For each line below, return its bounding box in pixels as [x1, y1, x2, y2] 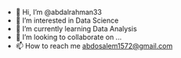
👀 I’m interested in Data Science [15, 16, 119, 25]
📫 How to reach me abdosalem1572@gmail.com [15, 42, 173, 50]
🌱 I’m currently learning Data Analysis [15, 24, 137, 33]
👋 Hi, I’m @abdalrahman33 [15, 8, 102, 16]
